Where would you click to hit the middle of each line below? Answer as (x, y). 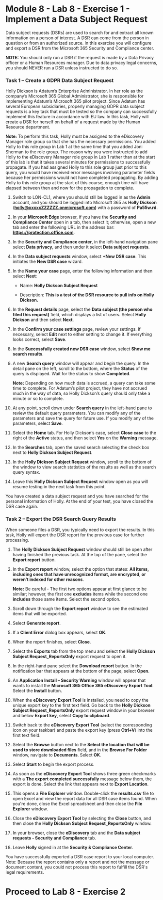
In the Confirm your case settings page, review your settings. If (77, 329)
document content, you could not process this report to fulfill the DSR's (77, 867)
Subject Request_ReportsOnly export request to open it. (69, 656)
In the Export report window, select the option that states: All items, (81, 569)
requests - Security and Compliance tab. (54, 838)
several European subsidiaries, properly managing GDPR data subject (75, 106)
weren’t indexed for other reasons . (48, 579)
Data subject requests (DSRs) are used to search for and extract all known (80, 32)
